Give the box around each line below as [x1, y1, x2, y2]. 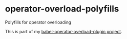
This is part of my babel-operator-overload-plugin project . [5, 28, 122, 34]
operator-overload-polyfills [5, 3, 119, 14]
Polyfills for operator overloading [5, 19, 72, 25]
